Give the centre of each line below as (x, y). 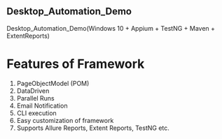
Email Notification (42, 105)
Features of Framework (76, 64)
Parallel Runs (35, 98)
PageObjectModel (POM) (53, 83)
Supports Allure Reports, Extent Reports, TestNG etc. (93, 128)
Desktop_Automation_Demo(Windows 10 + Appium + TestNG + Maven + (111, 28)
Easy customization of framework (65, 120)
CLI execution (36, 113)
